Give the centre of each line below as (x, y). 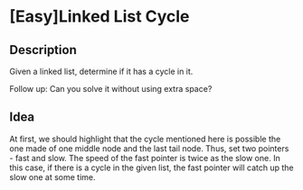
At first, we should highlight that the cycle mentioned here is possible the (145, 139)
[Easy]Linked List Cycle (99, 17)
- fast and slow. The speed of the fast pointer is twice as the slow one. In (145, 158)
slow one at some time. (53, 176)
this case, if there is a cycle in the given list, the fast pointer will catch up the (151, 167)
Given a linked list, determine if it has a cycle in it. (101, 71)
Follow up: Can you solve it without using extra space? (111, 89)
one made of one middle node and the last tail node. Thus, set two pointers (149, 148)
